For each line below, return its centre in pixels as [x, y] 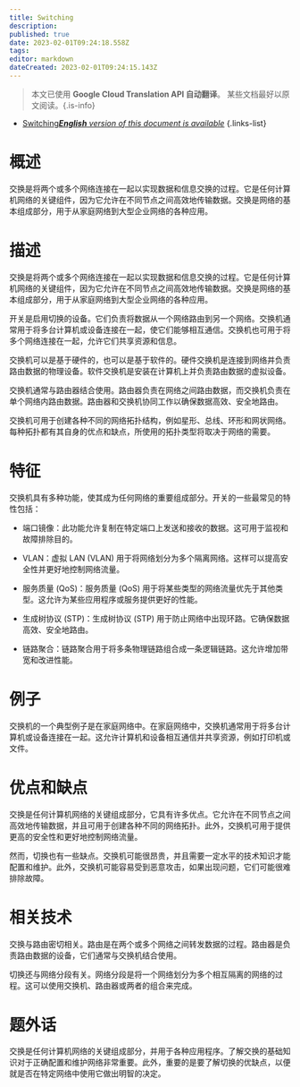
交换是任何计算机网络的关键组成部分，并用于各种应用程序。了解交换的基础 [146, 1051]
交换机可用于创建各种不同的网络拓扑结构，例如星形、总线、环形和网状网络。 [150, 420]
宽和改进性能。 [50, 660]
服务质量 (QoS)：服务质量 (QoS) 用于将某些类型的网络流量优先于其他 [149, 588]
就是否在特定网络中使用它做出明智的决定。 [87, 1074]
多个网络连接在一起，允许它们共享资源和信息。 [95, 340]
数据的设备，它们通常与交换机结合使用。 [107, 955]
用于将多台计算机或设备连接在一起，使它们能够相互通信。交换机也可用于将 [154, 330]
